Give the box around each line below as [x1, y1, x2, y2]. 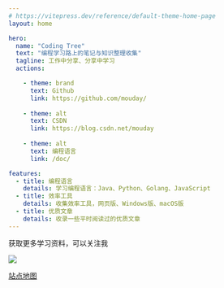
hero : [8, 34, 27, 42]
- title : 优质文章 [15, 207, 73, 216]
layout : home [8, 20, 53, 28]
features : [8, 169, 42, 177]
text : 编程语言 [29, 147, 77, 155]
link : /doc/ [29, 155, 71, 163]
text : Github [29, 86, 75, 94]
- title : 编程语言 [15, 177, 73, 185]
